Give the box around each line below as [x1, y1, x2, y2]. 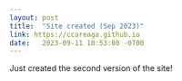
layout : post [9, 13, 59, 22]
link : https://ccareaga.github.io [9, 30, 141, 39]
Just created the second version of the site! [9, 63, 173, 74]
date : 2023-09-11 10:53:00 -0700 [9, 38, 145, 48]
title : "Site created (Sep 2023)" [9, 22, 145, 31]
